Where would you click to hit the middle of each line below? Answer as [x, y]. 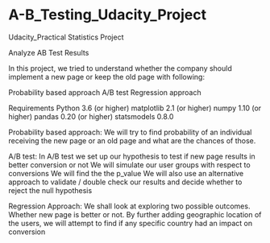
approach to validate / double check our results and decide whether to [125, 182]
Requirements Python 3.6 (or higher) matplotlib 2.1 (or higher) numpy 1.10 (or [135, 108]
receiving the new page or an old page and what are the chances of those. [132, 140]
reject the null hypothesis [50, 190]
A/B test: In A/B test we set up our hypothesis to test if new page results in [132, 156]
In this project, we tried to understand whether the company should [120, 68]
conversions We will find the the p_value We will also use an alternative [126, 173]
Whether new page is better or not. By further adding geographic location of [135, 214]
